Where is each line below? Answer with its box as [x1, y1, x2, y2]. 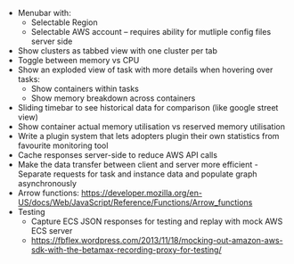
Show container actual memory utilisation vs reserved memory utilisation [17, 121, 285, 132]
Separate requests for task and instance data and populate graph [17, 169, 257, 179]
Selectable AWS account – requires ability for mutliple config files [30, 27, 272, 37]
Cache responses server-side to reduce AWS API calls [17, 150, 218, 160]
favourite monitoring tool [17, 140, 109, 151]
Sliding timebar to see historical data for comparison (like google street [17, 103, 279, 112]
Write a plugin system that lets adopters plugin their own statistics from [17, 131, 280, 141]
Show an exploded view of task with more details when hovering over [17, 64, 274, 75]
